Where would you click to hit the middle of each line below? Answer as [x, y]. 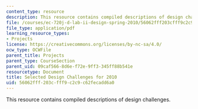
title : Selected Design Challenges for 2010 [62, 77]
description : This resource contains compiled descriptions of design [95, 17]
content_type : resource [35, 11]
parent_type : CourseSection [41, 61]
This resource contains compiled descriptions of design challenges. [88, 100]
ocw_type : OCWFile [29, 50]
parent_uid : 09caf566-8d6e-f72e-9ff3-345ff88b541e [70, 66]
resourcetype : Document [35, 72]
